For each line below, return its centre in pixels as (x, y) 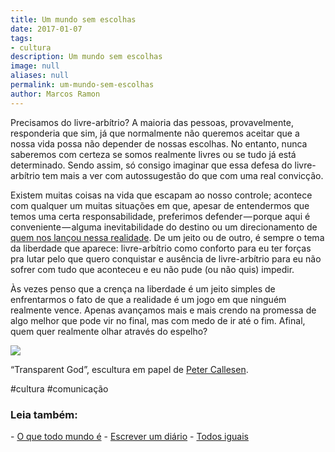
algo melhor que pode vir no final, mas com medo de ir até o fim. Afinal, (158, 320)
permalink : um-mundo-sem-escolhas (82, 85)
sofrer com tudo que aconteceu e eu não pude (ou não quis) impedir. (152, 269)
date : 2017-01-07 (46, 29)
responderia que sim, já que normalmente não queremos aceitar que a (155, 133)
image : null (35, 66)
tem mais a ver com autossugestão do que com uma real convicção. (183, 175)
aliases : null (40, 76)
